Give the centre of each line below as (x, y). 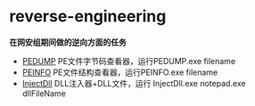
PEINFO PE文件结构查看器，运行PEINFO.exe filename (120, 72)
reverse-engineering (88, 16)
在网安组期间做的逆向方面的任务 (68, 42)
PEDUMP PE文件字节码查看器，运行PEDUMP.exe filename (129, 61)
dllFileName (44, 93)
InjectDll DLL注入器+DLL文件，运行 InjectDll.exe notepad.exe (134, 83)
